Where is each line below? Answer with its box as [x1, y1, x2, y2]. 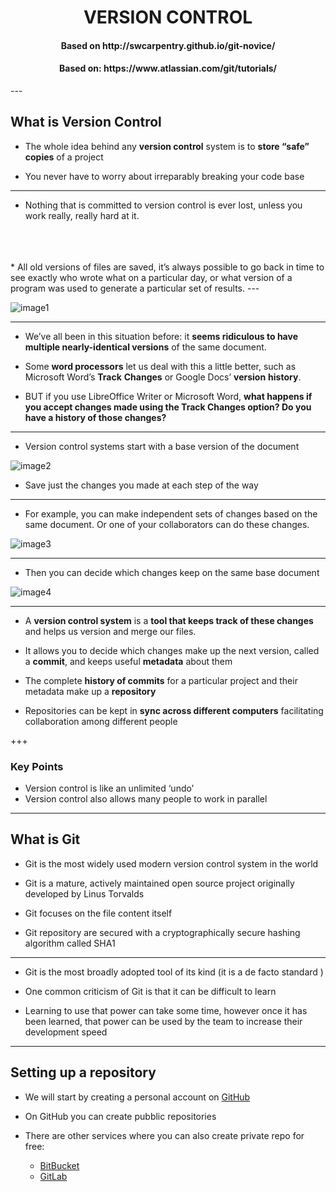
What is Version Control [10, 114, 162, 131]
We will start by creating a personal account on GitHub [24, 1091, 251, 1103]
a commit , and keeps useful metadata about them [24, 655, 233, 667]
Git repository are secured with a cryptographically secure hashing [24, 926, 301, 938]
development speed [24, 1026, 108, 1038]
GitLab [39, 1170, 68, 1182]
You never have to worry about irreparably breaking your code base [24, 170, 305, 182]
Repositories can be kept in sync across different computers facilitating [24, 704, 324, 716]
